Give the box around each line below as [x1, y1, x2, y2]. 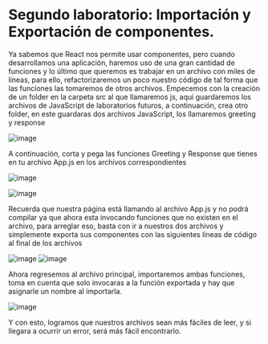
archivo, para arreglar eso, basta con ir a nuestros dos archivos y [8, 221, 224, 231]
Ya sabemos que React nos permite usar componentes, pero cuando [8, 49, 235, 59]
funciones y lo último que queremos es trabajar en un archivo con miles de [8, 66, 255, 76]
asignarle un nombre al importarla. [8, 286, 123, 296]
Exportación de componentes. [8, 23, 215, 41]
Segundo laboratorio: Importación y [8, 6, 251, 24]
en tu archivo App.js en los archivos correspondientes [8, 157, 187, 166]
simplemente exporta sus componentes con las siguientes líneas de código [8, 229, 258, 239]
